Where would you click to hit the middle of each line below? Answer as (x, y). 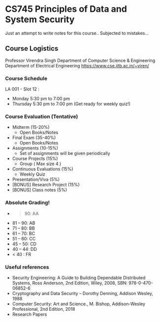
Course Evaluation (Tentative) (42, 117)
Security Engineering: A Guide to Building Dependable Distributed (79, 278)
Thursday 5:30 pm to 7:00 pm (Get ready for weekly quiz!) (71, 104)
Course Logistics (32, 48)
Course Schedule (26, 78)
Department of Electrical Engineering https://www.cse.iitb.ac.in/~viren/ (77, 65)
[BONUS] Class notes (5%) (40, 190)
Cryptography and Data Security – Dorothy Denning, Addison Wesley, (83, 293)
